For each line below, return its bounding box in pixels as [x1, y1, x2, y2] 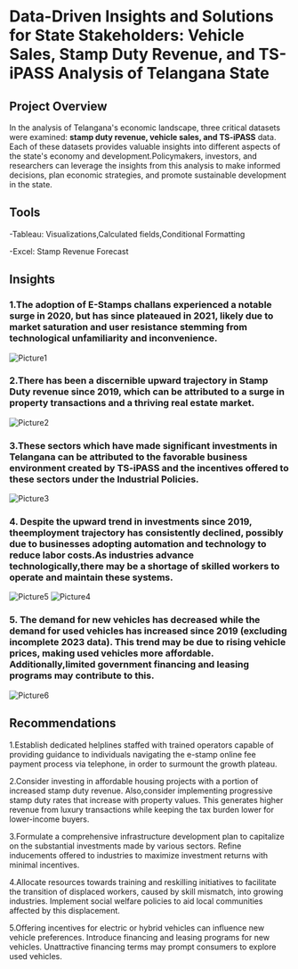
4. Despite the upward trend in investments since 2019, [9, 516, 253, 528]
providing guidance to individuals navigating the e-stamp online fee [9, 749, 256, 759]
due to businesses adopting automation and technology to [9, 538, 267, 551]
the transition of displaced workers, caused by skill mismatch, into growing [9, 886, 284, 897]
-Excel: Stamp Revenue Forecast [9, 245, 129, 256]
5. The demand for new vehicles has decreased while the [9, 614, 261, 626]
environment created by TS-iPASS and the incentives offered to [9, 461, 289, 474]
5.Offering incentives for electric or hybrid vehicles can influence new [9, 922, 265, 933]
